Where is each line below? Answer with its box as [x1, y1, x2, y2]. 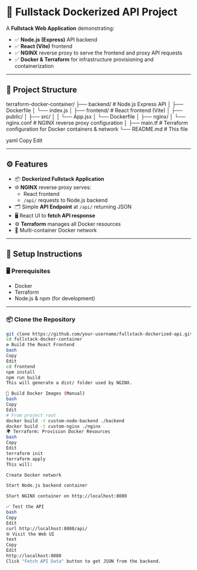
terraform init [6, 450, 43, 456]
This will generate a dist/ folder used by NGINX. [6, 380, 133, 386]
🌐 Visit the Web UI [6, 531, 55, 537]
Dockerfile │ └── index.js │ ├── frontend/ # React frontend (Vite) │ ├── [6, 107, 183, 114]
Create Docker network [6, 472, 62, 478]
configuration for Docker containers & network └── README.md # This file [6, 125, 188, 133]
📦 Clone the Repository [6, 315, 76, 324]
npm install [6, 369, 35, 375]
